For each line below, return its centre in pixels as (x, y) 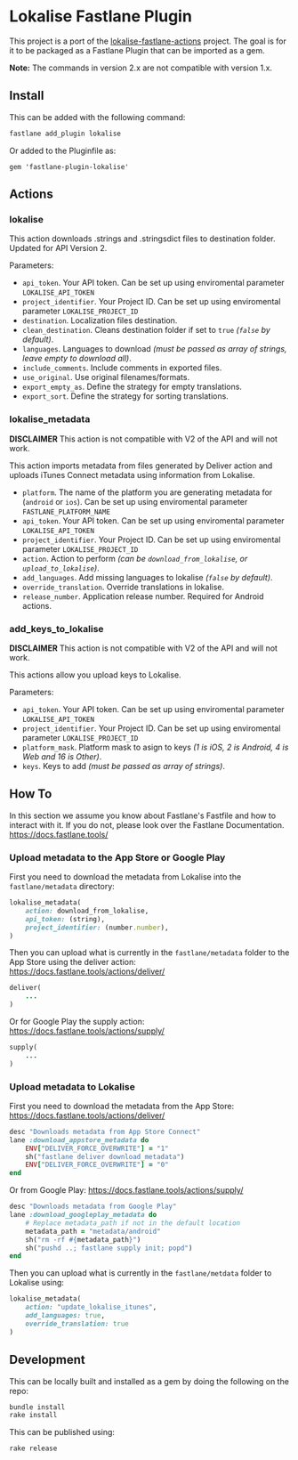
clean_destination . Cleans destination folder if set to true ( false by (146, 330)
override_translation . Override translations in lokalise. (123, 587)
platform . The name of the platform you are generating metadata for (147, 492)
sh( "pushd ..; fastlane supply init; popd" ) (109, 1248)
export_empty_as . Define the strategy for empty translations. (132, 387)
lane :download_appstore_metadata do (79, 1140)
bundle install (37, 1407)
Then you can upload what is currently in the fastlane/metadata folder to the (149, 953)
